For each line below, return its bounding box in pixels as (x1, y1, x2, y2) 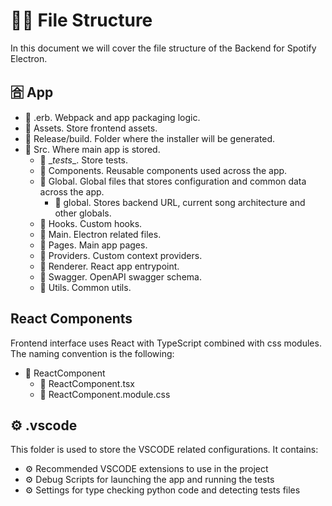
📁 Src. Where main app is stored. (24, 143, 161, 155)
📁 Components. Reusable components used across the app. (39, 164, 288, 176)
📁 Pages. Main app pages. (39, 239, 148, 251)
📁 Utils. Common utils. (39, 281, 132, 293)
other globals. (54, 207, 112, 219)
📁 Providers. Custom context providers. (39, 249, 203, 261)
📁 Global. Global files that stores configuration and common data (39, 175, 307, 187)
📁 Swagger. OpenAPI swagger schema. (39, 270, 202, 283)
